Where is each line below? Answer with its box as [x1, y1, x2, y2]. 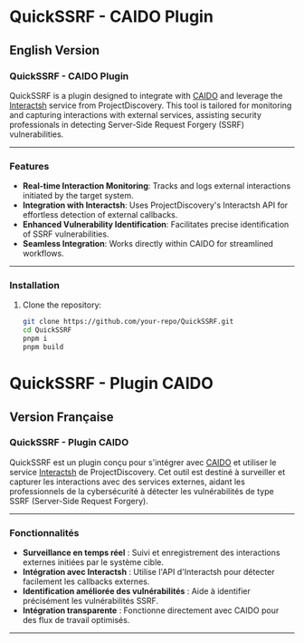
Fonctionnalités [9, 526, 80, 539]
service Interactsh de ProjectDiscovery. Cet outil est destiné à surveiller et [9, 466, 286, 477]
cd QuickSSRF [22, 326, 72, 335]
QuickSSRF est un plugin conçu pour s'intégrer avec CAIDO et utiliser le [9, 456, 277, 468]
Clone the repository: [22, 299, 102, 310]
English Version [9, 43, 100, 58]
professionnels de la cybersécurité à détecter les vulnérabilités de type [9, 485, 274, 496]
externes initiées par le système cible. [22, 557, 165, 568]
